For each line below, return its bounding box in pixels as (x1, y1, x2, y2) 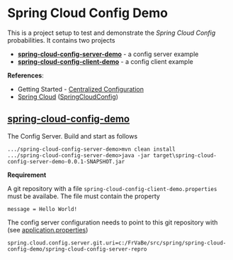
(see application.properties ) (7, 225, 89, 234)
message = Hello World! (7, 205, 78, 212)
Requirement (7, 170, 47, 179)
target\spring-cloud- (153, 151, 217, 159)
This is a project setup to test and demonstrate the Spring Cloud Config (7, 28, 216, 37)
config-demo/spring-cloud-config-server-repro (7, 245, 147, 253)
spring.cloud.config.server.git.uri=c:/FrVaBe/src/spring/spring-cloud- (7, 239, 227, 247)
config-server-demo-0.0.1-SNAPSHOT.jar (7, 158, 125, 165)
